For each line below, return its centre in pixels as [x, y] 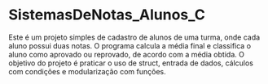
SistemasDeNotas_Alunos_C [107, 15]
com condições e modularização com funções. [87, 71]
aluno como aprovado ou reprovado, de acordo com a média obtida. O [126, 54]
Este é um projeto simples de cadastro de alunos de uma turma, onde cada [134, 37]
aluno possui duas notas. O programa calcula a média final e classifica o [130, 45]
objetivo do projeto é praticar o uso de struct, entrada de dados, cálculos [131, 63]
